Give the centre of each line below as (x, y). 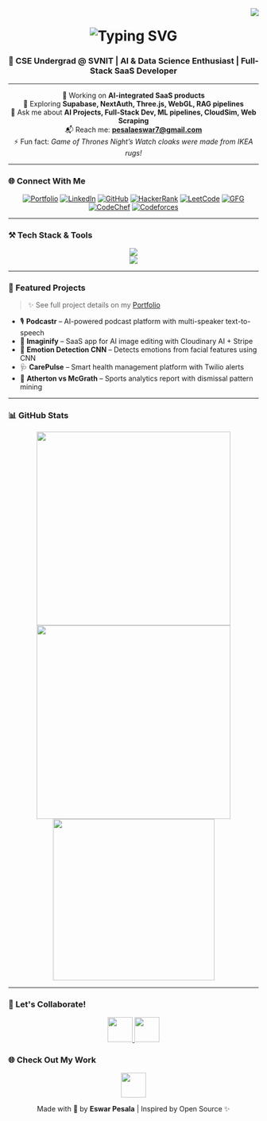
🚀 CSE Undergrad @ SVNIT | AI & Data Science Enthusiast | (124, 61)
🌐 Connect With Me (47, 181)
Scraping (133, 121)
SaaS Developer (145, 71)
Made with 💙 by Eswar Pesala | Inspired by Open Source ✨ (133, 1109)
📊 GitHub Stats (39, 416)
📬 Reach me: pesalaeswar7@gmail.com (133, 129)
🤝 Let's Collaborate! (47, 1004)
